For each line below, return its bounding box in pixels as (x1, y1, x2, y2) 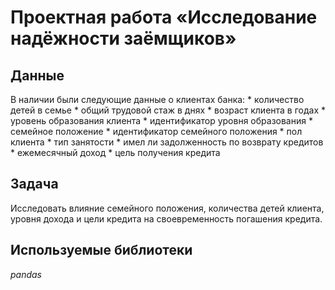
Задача (10, 176, 59, 193)
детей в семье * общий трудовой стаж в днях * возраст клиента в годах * (10, 104, 327, 116)
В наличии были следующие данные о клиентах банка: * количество (10, 94, 305, 105)
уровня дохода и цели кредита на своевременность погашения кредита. (10, 212, 323, 225)
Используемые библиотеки (10, 242, 193, 259)
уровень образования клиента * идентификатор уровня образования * (10, 115, 313, 126)
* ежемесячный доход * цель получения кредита (10, 147, 221, 158)
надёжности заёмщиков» (10, 27, 237, 50)
